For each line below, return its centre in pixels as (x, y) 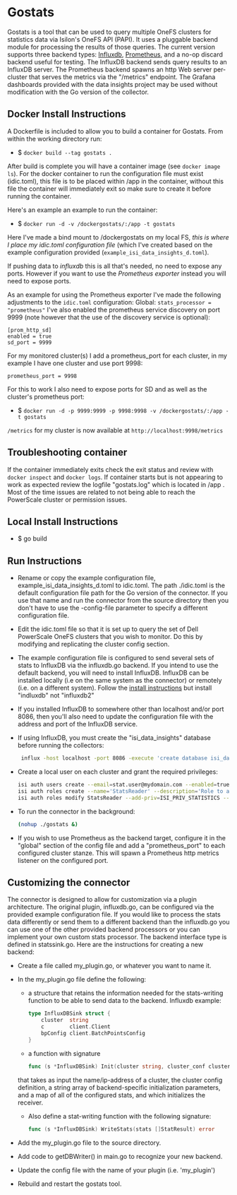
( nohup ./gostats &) (48, 824)
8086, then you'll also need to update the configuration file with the (115, 717)
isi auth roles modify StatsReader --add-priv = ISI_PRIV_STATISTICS (119, 798)
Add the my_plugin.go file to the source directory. (89, 1143)
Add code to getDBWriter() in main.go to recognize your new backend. (120, 1156)
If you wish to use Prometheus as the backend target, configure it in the (121, 837)
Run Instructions (45, 561)
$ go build (32, 538)
